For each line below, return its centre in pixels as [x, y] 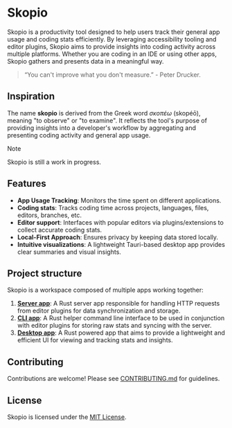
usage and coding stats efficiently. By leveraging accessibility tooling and [112, 39]
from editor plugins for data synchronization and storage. [99, 311]
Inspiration [31, 96]
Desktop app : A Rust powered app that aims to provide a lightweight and [121, 333]
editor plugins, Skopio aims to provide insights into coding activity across [111, 46]
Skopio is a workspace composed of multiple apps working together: [105, 290]
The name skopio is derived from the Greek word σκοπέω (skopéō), [104, 113]
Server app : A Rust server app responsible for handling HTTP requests [118, 304]
